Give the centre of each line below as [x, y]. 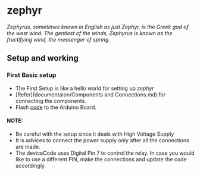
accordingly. [31, 165]
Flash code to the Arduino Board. [56, 107]
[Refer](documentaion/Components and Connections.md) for [90, 94]
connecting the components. [51, 101]
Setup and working [43, 58]
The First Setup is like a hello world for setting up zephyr [85, 88]
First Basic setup [32, 75]
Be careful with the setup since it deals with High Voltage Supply [95, 134]
